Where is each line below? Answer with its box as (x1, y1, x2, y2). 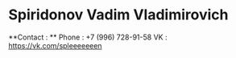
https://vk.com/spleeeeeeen (8, 40, 102, 50)
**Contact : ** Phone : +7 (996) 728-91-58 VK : (8, 32, 168, 42)
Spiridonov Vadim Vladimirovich (8, 6, 229, 24)
